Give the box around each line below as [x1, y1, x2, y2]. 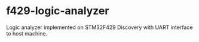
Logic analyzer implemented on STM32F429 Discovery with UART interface [6, 24, 193, 31]
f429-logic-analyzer [6, 4, 109, 18]
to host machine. [6, 30, 48, 37]
